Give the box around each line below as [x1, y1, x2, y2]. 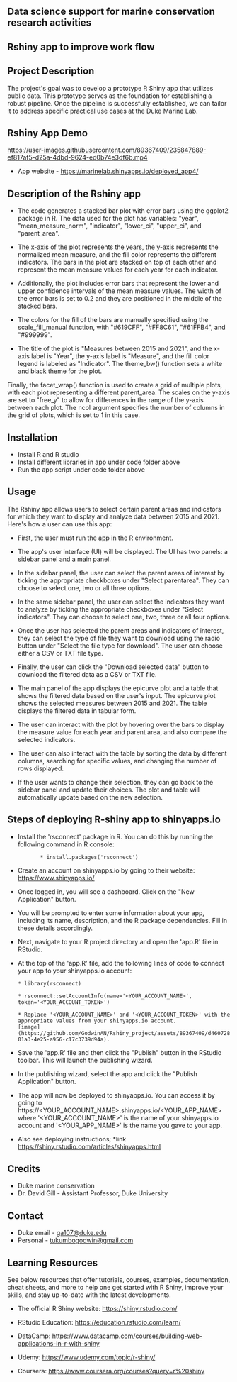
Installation [7, 431, 58, 443]
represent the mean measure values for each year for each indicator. [17, 265, 219, 274]
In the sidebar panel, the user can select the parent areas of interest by [17, 568, 225, 577]
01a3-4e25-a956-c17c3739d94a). [17, 1036, 110, 1043]
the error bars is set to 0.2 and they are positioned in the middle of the [17, 294, 223, 303]
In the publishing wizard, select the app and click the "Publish [17, 1069, 198, 1078]
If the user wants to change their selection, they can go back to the [17, 778, 214, 786]
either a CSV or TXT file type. [17, 648, 104, 657]
